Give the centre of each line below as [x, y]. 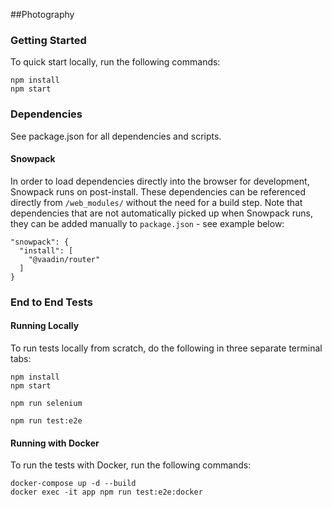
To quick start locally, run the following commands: [115, 62]
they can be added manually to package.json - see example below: [147, 223]
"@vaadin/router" [64, 259]
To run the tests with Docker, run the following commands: [131, 465]
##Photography [42, 14]
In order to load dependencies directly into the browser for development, [160, 181]
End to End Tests [51, 302]
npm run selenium [46, 403]
